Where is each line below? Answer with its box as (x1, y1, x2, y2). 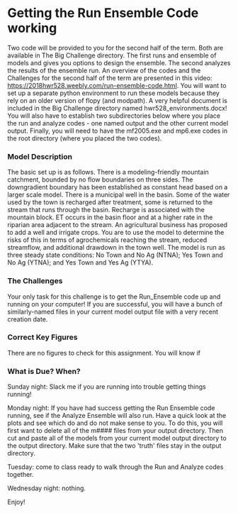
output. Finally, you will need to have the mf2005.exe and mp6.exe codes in (7, 126, 228, 135)
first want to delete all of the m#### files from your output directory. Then (7, 426, 224, 435)
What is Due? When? (7, 366, 81, 376)
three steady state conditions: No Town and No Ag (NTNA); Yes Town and (7, 250, 223, 260)
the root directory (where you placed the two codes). (7, 133, 162, 143)
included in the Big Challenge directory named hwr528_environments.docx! (7, 104, 227, 112)
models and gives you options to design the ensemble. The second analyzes (7, 58, 231, 67)
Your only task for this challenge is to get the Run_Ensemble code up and (7, 292, 221, 301)
